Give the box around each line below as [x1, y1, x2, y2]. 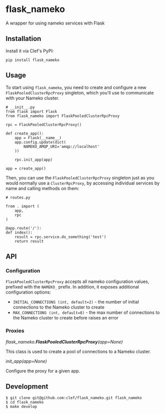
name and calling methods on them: [5, 185, 79, 191]
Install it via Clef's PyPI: [5, 47, 54, 53]
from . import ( [5, 203, 39, 208]
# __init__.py [5, 104, 35, 109]
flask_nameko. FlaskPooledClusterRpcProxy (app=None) [5, 338, 123, 344]
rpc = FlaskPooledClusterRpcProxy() [5, 122, 82, 127]
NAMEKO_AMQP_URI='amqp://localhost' [23, 144, 100, 149]
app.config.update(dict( [14, 139, 66, 144]
